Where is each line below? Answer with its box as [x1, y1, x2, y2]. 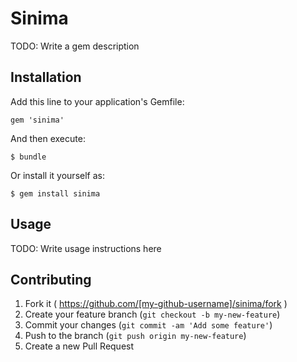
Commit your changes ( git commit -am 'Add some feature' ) [24, 319, 273, 331]
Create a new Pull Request [24, 340, 135, 352]
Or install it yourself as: [10, 169, 105, 181]
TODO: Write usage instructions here [10, 242, 162, 254]
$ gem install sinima [10, 188, 101, 199]
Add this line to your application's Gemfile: [10, 95, 185, 107]
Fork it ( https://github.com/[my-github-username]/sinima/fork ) [24, 298, 288, 310]
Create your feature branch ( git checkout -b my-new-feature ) [24, 308, 281, 321]
